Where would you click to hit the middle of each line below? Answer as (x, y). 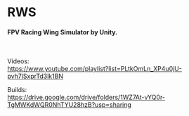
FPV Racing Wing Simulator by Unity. (63, 32)
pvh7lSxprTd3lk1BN (35, 76)
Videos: (18, 61)
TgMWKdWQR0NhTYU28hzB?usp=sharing (70, 105)
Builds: (17, 90)
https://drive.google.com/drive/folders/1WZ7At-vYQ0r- (86, 97)
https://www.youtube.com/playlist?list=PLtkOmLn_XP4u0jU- (95, 69)
